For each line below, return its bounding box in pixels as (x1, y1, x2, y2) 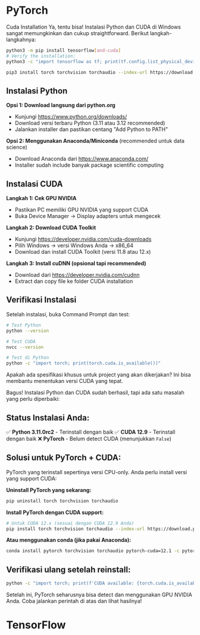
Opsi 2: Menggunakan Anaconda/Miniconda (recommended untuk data (6, 138, 185, 145)
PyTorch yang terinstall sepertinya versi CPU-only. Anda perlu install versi (6, 468, 187, 475)
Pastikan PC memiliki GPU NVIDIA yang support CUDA (14, 206, 149, 213)
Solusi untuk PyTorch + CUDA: (6, 453, 121, 463)
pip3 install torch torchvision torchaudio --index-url (6, 69, 148, 75)
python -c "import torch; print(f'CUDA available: (6, 580, 135, 587)
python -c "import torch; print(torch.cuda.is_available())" (6, 360, 161, 366)
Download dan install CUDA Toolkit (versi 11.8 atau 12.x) (14, 248, 151, 256)
